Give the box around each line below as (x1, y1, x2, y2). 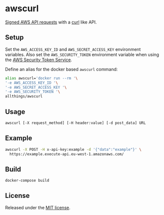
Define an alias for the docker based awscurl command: (5, 66, 118, 72)
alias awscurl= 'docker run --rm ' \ (5, 75, 78, 81)
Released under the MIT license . (5, 204, 71, 211)
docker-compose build (5, 178, 50, 183)
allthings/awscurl (5, 94, 43, 99)
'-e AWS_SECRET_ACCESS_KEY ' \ (5, 85, 67, 90)
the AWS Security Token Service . (5, 57, 72, 63)
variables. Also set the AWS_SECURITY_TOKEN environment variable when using (5, 51, 160, 57)
